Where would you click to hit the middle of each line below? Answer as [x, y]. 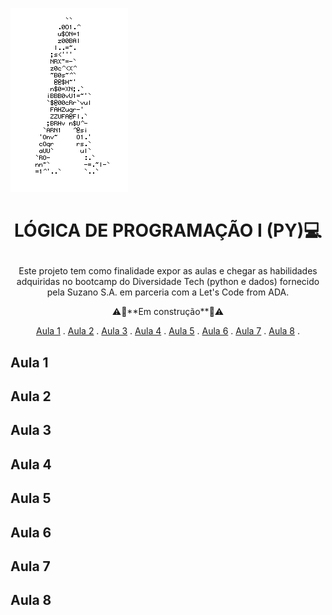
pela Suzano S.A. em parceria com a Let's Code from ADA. [168, 292]
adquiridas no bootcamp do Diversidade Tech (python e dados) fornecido [168, 282]
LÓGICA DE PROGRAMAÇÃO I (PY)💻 [168, 230]
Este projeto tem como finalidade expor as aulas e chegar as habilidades [168, 271]
